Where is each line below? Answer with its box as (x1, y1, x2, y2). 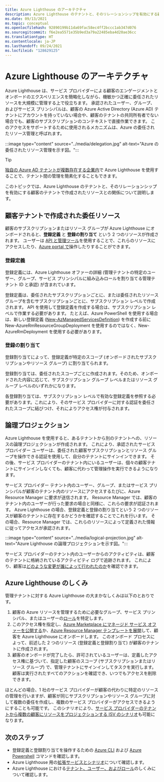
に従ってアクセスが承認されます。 (5, 525, 73, 531)
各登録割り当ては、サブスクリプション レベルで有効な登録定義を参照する (5, 393, 152, 399)
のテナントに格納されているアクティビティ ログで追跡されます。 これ (5, 557, 143, 563)
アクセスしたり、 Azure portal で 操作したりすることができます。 (5, 244, 133, 250)
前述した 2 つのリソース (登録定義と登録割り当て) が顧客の (28, 640, 146, 646)
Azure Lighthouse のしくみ (5, 579, 88, 587)
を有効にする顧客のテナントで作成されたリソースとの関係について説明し (5, 189, 150, 196)
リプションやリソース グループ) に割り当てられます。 (5, 360, 111, 366)
